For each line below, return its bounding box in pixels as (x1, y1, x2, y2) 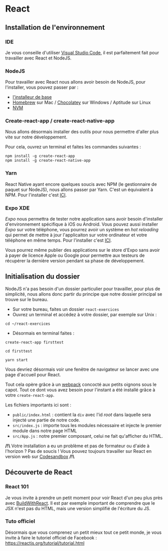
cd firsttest (5, 349, 33, 354)
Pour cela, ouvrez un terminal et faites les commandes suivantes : (5, 144, 141, 150)
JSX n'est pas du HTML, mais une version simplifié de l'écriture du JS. (5, 505, 151, 511)
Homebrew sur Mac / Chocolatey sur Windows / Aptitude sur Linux (12, 99, 151, 106)
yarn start (5, 357, 28, 363)
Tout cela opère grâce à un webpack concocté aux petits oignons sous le (5, 381, 157, 387)
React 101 (5, 483, 29, 490)
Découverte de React (5, 468, 73, 476)
